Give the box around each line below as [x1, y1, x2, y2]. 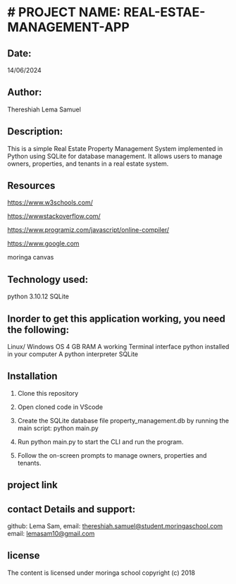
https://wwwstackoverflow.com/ [7, 212, 101, 221]
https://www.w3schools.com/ [7, 198, 93, 207]
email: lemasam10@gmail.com [7, 530, 95, 538]
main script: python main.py [17, 424, 99, 432]
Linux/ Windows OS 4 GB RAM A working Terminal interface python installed [7, 343, 230, 351]
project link [7, 479, 58, 491]
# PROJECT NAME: [7, 4, 121, 20]
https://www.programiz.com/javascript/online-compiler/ [7, 226, 170, 234]
